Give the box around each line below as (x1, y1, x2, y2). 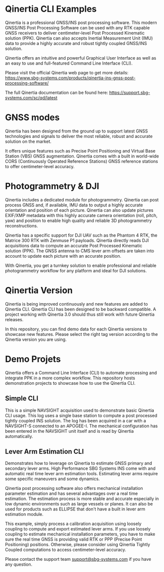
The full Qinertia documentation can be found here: (5, 89, 108, 95)
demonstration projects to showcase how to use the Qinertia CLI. (5, 380, 136, 386)
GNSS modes (5, 112, 60, 123)
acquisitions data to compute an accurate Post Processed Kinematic (5, 242, 143, 248)
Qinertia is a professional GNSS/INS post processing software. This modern (5, 20, 157, 25)
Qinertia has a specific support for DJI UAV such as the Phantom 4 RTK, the (5, 232, 158, 238)
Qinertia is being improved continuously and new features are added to (5, 301, 148, 307)
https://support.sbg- (109, 89, 150, 95)
